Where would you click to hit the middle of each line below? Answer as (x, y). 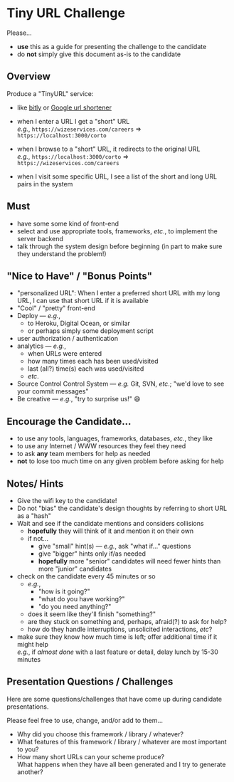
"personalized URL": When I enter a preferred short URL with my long (118, 293)
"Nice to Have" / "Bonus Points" (80, 276)
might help (33, 644)
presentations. (28, 707)
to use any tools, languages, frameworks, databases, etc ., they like (115, 438)
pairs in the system (45, 184)
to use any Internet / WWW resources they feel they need (101, 446)
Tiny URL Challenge (66, 13)
